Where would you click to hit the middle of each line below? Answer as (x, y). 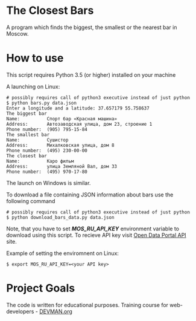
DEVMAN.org (55, 311)
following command (31, 201)
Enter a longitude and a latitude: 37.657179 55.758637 (78, 108)
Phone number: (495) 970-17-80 (47, 172)
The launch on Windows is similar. (49, 183)
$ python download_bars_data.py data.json (60, 217)
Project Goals (41, 288)
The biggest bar (27, 113)
